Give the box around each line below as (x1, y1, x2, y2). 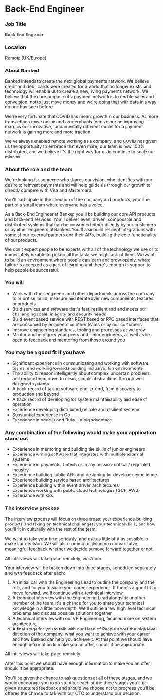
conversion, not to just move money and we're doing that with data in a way (5, 99, 157, 105)
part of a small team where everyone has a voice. (5, 202, 104, 208)
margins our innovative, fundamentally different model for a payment (5, 124, 143, 130)
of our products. (5, 237, 38, 243)
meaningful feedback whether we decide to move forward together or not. (5, 546, 154, 552)
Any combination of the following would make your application (5, 429, 157, 436)
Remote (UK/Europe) (5, 55, 47, 61)
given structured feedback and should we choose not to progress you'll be (5, 685, 155, 691)
